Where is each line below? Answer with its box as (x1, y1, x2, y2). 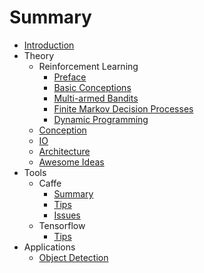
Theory (23, 49, 55, 61)
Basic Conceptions (53, 81, 132, 93)
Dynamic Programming (53, 113, 149, 125)
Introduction (23, 39, 75, 51)
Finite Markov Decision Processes (53, 102, 194, 115)
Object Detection (38, 251, 109, 263)
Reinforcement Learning (38, 60, 139, 72)
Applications (23, 241, 76, 253)
